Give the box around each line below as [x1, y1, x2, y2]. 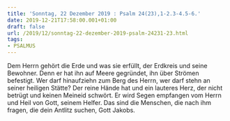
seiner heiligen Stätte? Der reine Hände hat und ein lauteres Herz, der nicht [7, 84, 223, 92]
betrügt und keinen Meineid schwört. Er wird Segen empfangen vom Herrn [7, 91, 222, 99]
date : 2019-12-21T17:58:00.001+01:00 [7, 17, 117, 24]
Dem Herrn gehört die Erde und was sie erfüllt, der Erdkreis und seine [7, 62, 208, 70]
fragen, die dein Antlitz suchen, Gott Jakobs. [7, 106, 136, 114]
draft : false [7, 23, 45, 30]
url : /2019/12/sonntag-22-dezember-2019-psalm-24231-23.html [7, 29, 189, 37]
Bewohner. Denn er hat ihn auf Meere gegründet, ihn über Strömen [7, 69, 199, 77]
